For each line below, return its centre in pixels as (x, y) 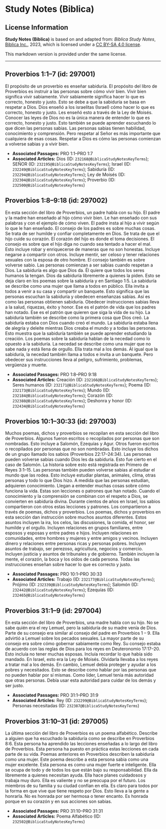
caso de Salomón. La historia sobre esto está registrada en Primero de (77, 465)
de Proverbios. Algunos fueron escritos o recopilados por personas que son (82, 438)
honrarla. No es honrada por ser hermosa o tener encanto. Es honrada (77, 796)
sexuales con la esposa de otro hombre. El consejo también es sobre (75, 260)
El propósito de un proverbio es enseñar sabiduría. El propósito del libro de (81, 86)
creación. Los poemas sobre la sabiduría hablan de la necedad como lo (78, 338)
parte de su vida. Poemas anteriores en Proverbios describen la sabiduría (80, 754)
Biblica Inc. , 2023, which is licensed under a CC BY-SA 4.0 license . (73, 44)
